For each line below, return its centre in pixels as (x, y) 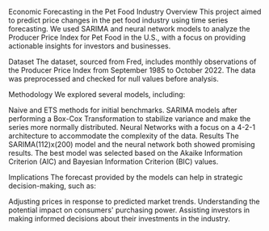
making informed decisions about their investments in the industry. (119, 218)
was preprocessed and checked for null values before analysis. (114, 79)
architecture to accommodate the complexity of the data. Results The (124, 136)
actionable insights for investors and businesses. (90, 46)
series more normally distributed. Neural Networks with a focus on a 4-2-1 (132, 127)
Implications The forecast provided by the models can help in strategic (126, 177)
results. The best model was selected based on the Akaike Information (126, 153)
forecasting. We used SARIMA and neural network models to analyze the (129, 29)
